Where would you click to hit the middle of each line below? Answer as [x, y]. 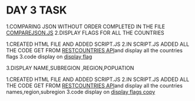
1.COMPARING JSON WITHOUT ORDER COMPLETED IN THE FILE [86, 26]
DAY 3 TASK [37, 10]
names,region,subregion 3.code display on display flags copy [81, 92]
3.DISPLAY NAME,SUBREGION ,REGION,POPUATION [70, 68]
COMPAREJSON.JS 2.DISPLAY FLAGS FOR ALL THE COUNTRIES [85, 32]
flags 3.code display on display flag [49, 56]
